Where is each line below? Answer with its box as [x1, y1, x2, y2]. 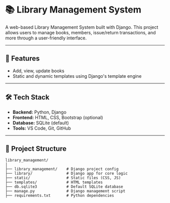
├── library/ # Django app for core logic [5, 171, 128, 176]
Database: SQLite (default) [12, 120, 69, 126]
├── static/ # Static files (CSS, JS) [5, 175, 121, 181]
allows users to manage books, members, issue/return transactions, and [5, 29, 156, 35]
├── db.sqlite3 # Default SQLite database [5, 184, 123, 189]
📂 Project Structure [5, 144, 67, 153]
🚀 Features [5, 54, 40, 63]
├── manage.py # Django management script [5, 189, 125, 194]
